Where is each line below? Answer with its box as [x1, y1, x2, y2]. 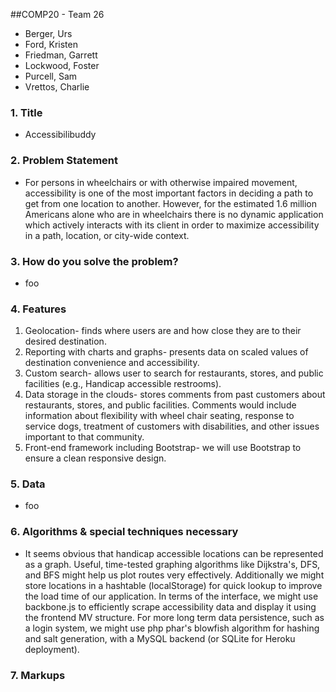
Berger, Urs [24, 28, 73, 39]
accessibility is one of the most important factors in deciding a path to [24, 187, 314, 199]
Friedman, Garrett [24, 49, 98, 61]
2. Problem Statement [10, 154, 119, 168]
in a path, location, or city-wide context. [24, 229, 190, 241]
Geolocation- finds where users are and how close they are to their [24, 325, 302, 337]
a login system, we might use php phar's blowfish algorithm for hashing [24, 622, 320, 634]
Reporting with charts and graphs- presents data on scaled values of [24, 346, 309, 358]
